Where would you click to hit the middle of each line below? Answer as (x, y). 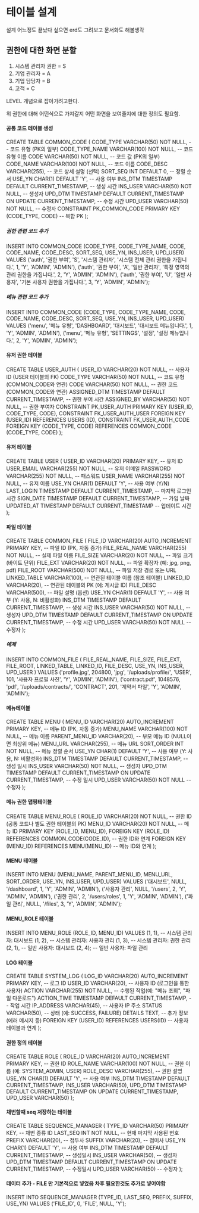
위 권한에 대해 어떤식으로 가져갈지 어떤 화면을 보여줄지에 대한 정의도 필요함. (93, 113)
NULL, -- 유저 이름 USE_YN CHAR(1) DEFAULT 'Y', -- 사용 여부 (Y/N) (88, 484)
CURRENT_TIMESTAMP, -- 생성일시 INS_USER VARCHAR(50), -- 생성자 (92, 1155)
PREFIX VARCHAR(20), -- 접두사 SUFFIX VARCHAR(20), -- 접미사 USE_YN (96, 1140)
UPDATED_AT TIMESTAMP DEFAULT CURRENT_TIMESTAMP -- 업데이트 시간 (99, 506)
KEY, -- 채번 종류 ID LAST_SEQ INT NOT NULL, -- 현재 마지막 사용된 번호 (93, 1133)
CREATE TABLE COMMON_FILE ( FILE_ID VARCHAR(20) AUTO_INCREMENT (99, 540)
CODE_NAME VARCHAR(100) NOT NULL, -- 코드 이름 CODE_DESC (87, 164)
